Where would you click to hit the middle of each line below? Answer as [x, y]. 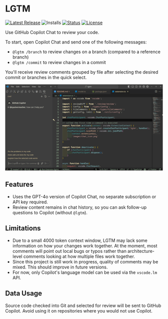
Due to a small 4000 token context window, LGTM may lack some [80, 240]
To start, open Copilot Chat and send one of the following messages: [76, 42]
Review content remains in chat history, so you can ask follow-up [79, 207]
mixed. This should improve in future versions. [60, 267]
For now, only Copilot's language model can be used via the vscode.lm [85, 272]
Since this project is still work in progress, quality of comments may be [85, 261]
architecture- [141, 251]
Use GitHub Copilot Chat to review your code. [52, 32]
